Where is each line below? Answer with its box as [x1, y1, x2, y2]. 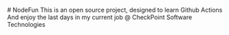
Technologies [7, 21, 46, 28]
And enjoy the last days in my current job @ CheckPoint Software [7, 13, 193, 21]
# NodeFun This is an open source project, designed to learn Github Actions [7, 6, 223, 14]
